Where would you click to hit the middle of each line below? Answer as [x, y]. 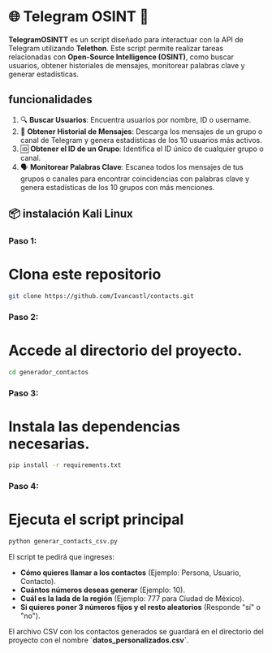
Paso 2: [24, 317]
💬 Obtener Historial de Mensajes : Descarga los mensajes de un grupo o [141, 131]
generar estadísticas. [44, 74]
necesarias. [49, 444]
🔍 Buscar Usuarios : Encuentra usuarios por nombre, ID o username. [136, 119]
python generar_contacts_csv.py [63, 542]
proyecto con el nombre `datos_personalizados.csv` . [99, 640]
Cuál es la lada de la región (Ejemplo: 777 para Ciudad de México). [132, 599]
